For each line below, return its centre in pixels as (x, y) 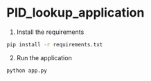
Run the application (44, 57)
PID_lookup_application (75, 13)
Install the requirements (50, 32)
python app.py (27, 71)
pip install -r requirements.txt (55, 44)
